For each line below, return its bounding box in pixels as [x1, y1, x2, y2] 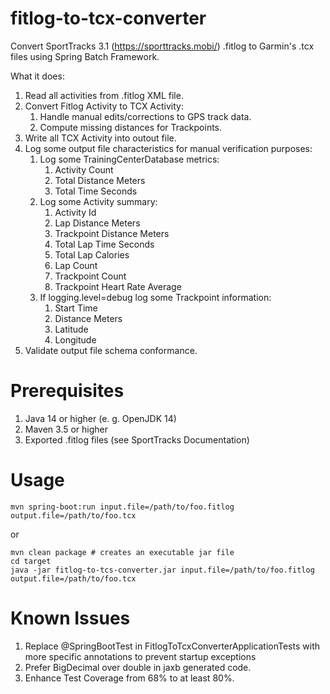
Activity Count [54, 163, 114, 176]
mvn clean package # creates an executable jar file [10, 547, 235, 557]
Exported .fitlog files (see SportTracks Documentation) [24, 433, 250, 446]
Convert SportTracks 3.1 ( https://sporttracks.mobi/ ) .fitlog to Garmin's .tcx [10, 40, 315, 52]
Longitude [54, 333, 97, 346]
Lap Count [54, 259, 98, 271]
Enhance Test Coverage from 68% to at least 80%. [24, 672, 235, 684]
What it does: [10, 70, 65, 82]
